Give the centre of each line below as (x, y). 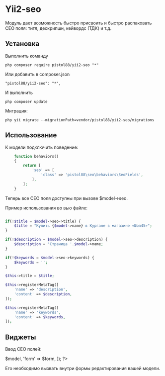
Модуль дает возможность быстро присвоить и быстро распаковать (79, 23)
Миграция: (17, 111)
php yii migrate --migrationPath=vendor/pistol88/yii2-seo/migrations (80, 120)
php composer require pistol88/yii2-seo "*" (52, 65)
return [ (32, 166)
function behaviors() (36, 156)
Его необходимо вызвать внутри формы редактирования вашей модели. (83, 369)
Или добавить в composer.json (38, 74)
